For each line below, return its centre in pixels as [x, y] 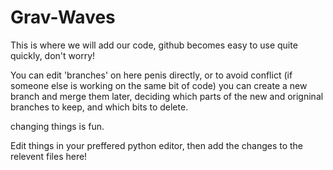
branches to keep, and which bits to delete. [99, 107]
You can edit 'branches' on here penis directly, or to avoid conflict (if [151, 75]
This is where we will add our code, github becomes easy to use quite [154, 45]
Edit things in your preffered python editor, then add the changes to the [157, 145]
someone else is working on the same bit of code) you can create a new [159, 85]
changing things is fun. [57, 126]
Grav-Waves [63, 17]
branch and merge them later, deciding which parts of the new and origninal [167, 96]
